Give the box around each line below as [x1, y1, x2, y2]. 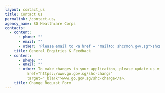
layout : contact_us [5, 7, 45, 12]
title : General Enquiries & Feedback [14, 48, 91, 53]
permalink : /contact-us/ [5, 16, 56, 21]
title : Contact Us [5, 12, 43, 17]
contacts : [5, 26, 26, 31]
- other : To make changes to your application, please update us [18, 67, 155, 72]
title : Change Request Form [14, 80, 71, 85]
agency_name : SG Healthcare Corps [5, 21, 76, 26]
